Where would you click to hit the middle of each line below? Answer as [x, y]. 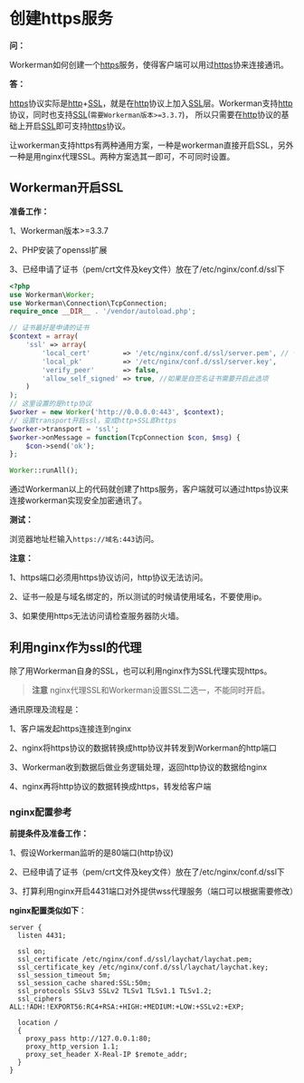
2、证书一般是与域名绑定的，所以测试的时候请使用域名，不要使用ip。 [138, 597]
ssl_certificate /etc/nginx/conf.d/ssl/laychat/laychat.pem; [135, 960]
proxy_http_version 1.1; [72, 1047]
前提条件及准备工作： [49, 834]
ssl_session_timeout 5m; [64, 975]
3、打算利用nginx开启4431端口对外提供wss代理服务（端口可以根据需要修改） [154, 891]
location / [38, 1023]
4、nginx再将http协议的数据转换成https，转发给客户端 [110, 786]
